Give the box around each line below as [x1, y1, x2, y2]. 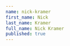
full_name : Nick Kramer [5, 25, 65, 32]
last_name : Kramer [5, 20, 51, 26]
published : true [5, 31, 46, 37]
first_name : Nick [5, 14, 49, 20]
